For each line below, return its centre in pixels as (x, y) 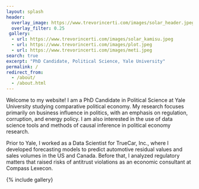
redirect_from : (25, 72)
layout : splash (25, 12)
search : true (22, 56)
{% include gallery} (30, 180)
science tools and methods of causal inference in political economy (88, 125)
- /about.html (29, 84)
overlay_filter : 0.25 (38, 28)
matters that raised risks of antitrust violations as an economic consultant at (99, 162)
